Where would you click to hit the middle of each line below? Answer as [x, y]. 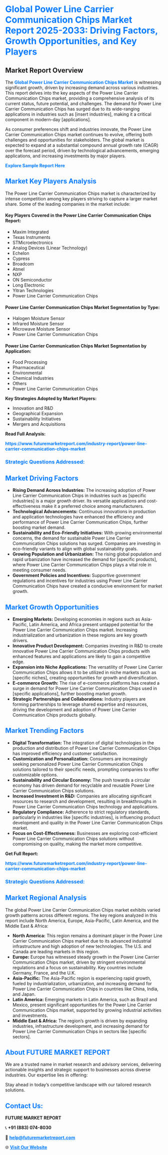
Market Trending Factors [44, 731]
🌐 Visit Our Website [26, 1147]
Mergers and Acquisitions [39, 424]
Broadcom [23, 264]
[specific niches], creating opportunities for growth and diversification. [85, 678]
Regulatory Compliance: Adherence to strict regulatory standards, [81, 812]
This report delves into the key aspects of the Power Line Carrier [72, 93]
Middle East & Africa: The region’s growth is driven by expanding [80, 1021]
